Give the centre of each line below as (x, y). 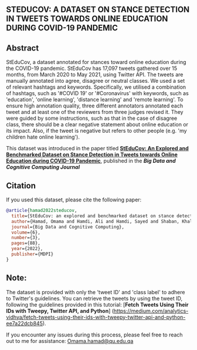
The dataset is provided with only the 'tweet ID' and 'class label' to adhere (96, 292)
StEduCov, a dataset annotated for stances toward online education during (96, 62)
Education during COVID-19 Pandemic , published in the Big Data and (91, 161)
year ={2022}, (27, 249)
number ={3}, (26, 238)
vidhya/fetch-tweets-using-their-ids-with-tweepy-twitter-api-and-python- (96, 317)
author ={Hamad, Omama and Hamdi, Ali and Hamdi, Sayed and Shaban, (96, 221)
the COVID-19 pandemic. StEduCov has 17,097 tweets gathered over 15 (92, 68)
